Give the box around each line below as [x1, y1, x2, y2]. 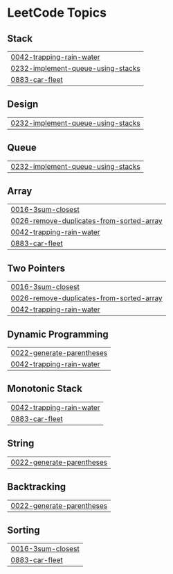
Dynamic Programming [7, 328, 109, 340]
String [7, 438, 35, 450]
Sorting [7, 524, 40, 536]
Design [7, 99, 39, 110]
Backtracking [7, 481, 66, 493]
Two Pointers [7, 262, 66, 274]
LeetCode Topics [7, 5, 107, 21]
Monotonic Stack [7, 383, 83, 395]
